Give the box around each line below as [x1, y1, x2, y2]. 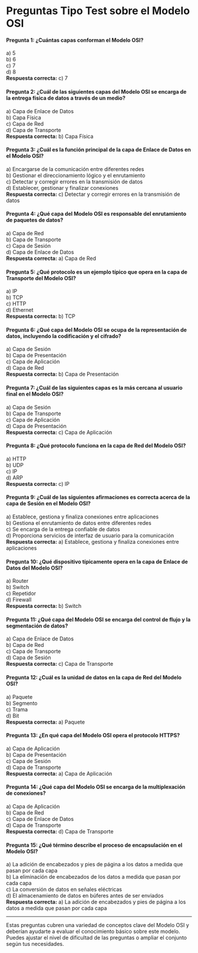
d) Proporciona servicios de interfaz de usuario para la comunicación [6, 532, 174, 539]
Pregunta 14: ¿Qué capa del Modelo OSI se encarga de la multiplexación [6, 783, 186, 791]
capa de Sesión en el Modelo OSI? [6, 500, 91, 507]
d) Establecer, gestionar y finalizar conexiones [6, 184, 119, 191]
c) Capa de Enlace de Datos [6, 816, 74, 823]
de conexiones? [6, 790, 46, 797]
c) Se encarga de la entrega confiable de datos [6, 526, 120, 533]
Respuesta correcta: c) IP [6, 480, 70, 487]
